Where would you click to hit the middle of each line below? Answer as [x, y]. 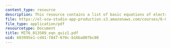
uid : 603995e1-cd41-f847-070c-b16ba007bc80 [52, 38]
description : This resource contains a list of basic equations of [78, 14]
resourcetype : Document [31, 28]
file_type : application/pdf [35, 24]
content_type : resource [31, 10]
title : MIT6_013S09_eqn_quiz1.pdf [42, 33]
